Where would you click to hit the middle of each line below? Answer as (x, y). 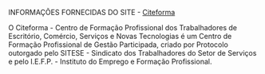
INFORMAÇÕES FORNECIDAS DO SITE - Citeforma (92, 12)
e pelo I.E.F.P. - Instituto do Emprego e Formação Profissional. (110, 61)
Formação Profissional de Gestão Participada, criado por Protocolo (119, 45)
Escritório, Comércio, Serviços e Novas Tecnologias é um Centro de (120, 36)
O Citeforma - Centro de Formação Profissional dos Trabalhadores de (123, 27)
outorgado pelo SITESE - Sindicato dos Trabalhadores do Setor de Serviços (132, 53)
